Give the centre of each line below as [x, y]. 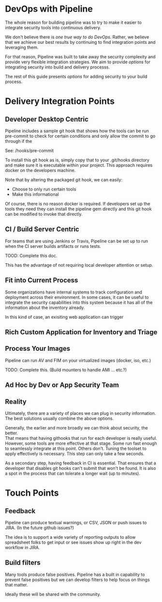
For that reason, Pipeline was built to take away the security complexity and [80, 56]
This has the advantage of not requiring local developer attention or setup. [79, 265]
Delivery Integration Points [60, 101]
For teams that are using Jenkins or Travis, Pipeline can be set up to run [77, 241]
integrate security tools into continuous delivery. [53, 27]
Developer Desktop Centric [47, 119]
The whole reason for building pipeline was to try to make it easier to [73, 22]
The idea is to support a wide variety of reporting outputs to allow [70, 537]
